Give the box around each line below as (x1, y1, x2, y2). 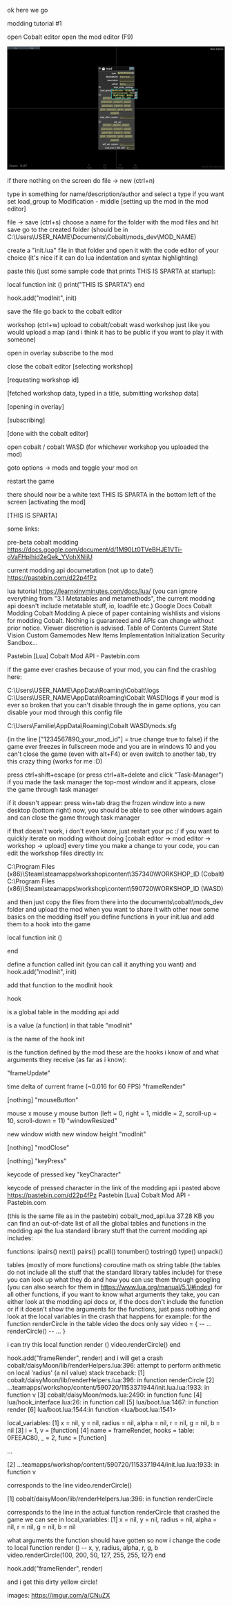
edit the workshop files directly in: (7, 849, 104, 857)
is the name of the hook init (7, 1034, 85, 1043)
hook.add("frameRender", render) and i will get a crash (7, 1354, 164, 1362)
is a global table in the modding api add (7, 1007, 119, 1016)
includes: (7, 1233, 33, 1242)
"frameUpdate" (7, 1068, 50, 1077)
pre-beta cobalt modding (7, 538, 79, 546)
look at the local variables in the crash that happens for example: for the (7, 1312, 212, 1321)
